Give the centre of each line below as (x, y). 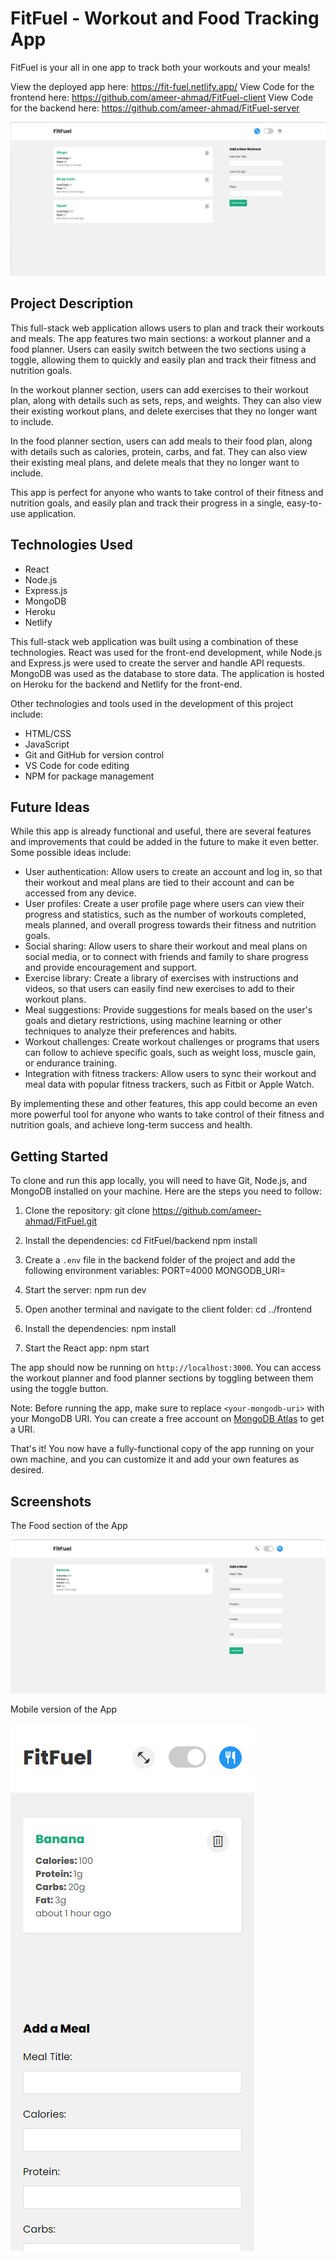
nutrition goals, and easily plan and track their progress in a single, (147, 503)
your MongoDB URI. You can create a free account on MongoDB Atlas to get (167, 1419)
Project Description (72, 303)
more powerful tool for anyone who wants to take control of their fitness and (167, 1114)
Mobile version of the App (64, 1709)
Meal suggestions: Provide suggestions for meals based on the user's (168, 1010)
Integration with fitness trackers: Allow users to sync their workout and (170, 1074)
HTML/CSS (48, 733)
